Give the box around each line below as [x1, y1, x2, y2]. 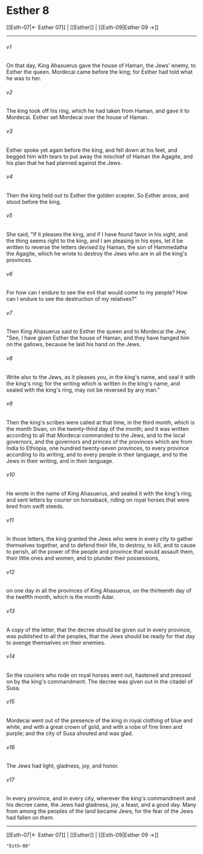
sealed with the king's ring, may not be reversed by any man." [6, 386, 160, 393]
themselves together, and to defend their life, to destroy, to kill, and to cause [6, 542, 196, 549]
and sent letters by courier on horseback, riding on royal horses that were [6, 496, 190, 503]
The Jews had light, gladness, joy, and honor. [6, 762, 119, 769]
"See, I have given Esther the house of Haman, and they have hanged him [6, 334, 190, 341]
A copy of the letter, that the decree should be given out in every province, [6, 626, 192, 633]
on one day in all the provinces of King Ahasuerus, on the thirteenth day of [6, 587, 192, 594]
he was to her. [6, 75, 42, 82]
